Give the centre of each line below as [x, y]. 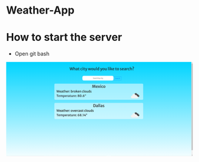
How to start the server [64, 38]
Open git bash [32, 54]
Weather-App [41, 10]
